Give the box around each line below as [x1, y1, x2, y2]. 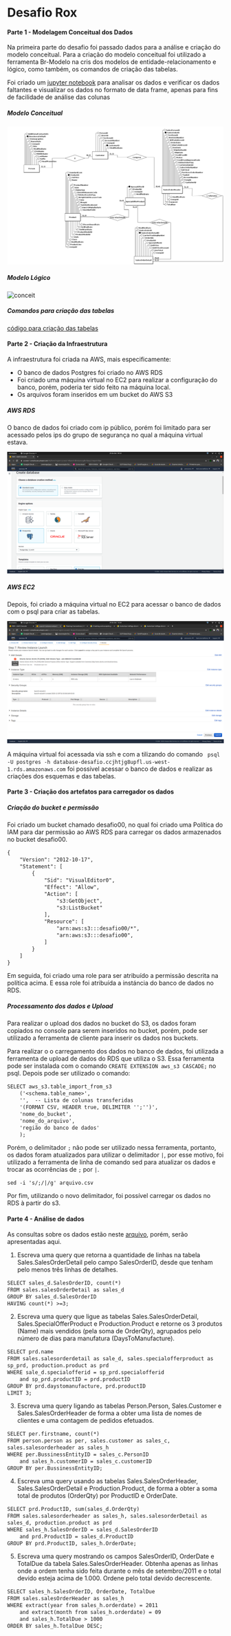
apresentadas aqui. [7, 1237, 62, 1245]
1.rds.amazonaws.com [7, 765, 67, 773]
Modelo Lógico [7, 274, 51, 282]
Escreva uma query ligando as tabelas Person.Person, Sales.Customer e [16, 1401, 222, 1410]
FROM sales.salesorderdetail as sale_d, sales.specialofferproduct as [7, 1355, 214, 1362]
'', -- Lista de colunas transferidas [19, 1097, 134, 1104]
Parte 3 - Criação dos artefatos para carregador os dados [7, 787, 174, 796]
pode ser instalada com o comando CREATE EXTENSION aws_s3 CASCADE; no [7, 1062, 217, 1070]
